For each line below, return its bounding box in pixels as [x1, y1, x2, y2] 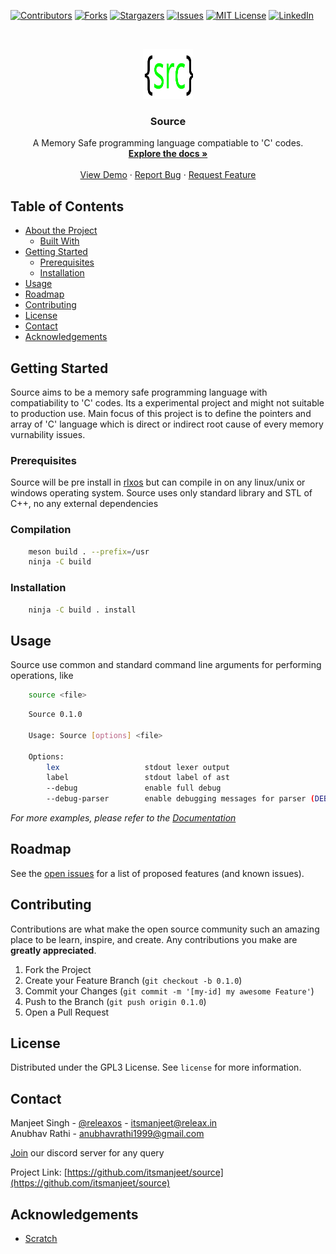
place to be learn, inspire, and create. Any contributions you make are [10, 933, 298, 945]
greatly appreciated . [10, 944, 97, 956]
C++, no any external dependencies [10, 498, 159, 510]
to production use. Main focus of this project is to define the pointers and [10, 407, 312, 419]
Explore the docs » [128, 148, 208, 160]
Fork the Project [24, 963, 92, 975]
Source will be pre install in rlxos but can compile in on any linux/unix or [10, 476, 306, 489]
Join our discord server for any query [10, 1147, 165, 1159]
